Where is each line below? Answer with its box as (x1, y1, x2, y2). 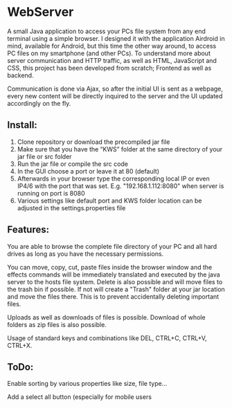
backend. (7, 71, 34, 80)
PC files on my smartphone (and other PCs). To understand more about (7, 49, 211, 57)
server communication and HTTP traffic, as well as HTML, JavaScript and (7, 56, 217, 64)
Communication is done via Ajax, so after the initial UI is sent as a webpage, (7, 84, 224, 93)
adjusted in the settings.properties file (17, 203, 126, 212)
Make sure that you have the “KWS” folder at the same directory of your (17, 145, 223, 153)
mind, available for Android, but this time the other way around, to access (7, 41, 217, 50)
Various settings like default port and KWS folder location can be (17, 196, 202, 205)
